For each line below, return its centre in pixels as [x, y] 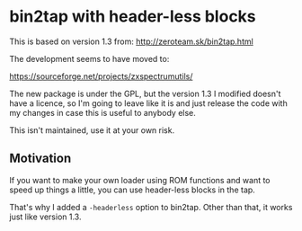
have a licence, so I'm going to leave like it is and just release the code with [148, 103]
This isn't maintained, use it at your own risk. [92, 130]
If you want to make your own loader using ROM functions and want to [140, 180]
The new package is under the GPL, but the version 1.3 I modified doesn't [145, 93]
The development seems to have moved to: [89, 58]
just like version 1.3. [45, 217]
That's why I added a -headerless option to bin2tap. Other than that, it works [151, 207]
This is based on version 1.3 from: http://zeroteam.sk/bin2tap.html [131, 41]
